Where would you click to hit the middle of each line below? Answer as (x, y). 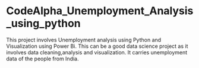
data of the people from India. (42, 59)
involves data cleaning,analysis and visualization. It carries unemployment (97, 52)
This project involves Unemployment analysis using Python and (84, 40)
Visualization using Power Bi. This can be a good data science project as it (97, 46)
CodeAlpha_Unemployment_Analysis (100, 11)
